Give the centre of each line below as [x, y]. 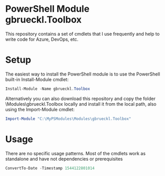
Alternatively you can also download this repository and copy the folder [80, 98]
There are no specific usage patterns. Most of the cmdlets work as [75, 153]
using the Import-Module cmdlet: [40, 109]
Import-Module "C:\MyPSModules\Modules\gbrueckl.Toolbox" [68, 119]
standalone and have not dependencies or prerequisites [64, 159]
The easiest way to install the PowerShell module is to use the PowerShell [83, 74]
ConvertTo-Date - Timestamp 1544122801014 [50, 168]
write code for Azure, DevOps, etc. [42, 39]
